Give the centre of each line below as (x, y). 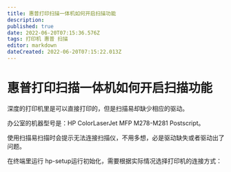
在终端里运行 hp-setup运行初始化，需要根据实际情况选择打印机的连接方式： (115, 161)
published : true (30, 26)
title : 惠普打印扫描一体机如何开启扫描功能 (62, 13)
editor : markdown (32, 45)
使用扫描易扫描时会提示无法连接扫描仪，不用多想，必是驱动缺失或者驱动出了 (116, 138)
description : (26, 20)
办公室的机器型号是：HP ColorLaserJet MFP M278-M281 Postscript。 (106, 123)
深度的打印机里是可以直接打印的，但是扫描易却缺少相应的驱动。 (98, 108)
